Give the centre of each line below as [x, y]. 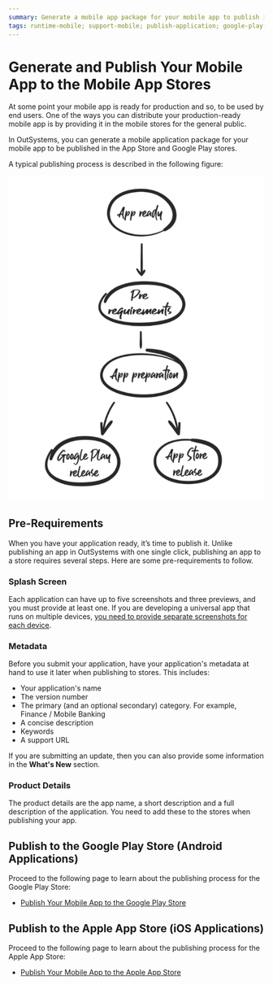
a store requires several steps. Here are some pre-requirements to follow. [131, 560]
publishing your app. [43, 821]
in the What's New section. [54, 765]
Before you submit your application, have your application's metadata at [129, 664]
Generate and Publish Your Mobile [126, 67]
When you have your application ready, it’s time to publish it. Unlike [121, 543]
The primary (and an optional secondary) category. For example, [128, 706]
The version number [54, 697]
